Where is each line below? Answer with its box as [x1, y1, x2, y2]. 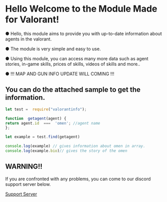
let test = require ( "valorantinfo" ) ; [5, 107, 87, 112]
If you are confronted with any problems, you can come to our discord [5, 176, 151, 182]
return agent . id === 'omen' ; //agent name [5, 120, 100, 126]
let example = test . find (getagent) [5, 135, 80, 140]
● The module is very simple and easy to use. [5, 46, 101, 52]
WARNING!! [5, 163, 43, 171]
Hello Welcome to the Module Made [5, 3, 157, 15]
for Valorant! [5, 14, 60, 25]
